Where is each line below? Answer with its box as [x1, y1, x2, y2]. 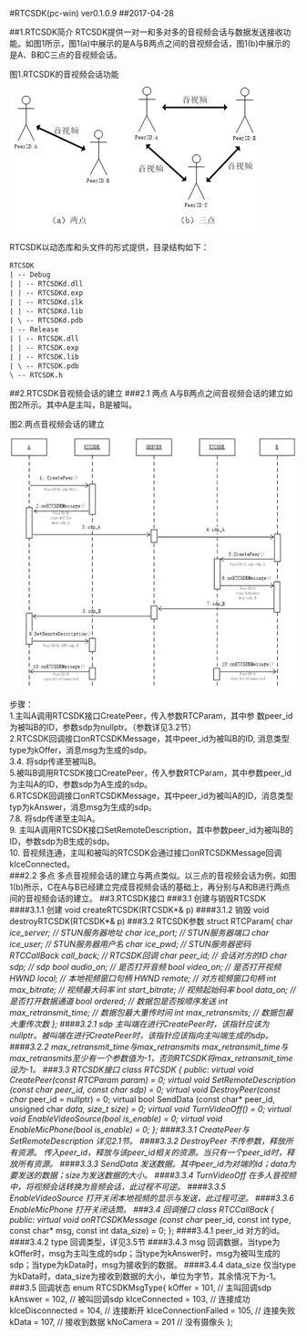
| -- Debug [9, 270, 51, 279]
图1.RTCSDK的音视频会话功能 [9, 68, 120, 79]
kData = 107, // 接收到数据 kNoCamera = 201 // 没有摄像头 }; [9, 1317, 234, 1328]
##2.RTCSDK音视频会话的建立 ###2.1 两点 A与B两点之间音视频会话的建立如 [9, 388, 293, 398]
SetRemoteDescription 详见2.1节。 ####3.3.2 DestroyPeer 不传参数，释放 [9, 1136, 285, 1147]
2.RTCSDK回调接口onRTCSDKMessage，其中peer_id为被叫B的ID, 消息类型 [9, 733, 290, 744]
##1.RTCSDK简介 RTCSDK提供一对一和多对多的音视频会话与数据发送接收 [9, 26, 284, 37]
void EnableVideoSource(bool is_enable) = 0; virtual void [9, 1113, 223, 1124]
